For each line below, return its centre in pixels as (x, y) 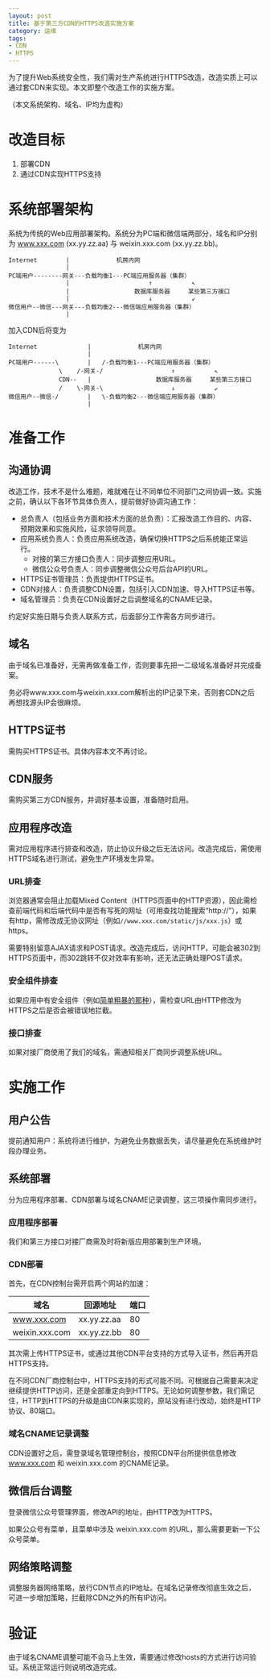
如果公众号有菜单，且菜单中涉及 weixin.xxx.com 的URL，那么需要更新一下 (131, 1529)
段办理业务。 (29, 1151)
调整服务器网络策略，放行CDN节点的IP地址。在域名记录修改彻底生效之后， (132, 1588)
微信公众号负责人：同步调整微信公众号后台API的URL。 (122, 568)
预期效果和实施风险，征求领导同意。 (80, 528)
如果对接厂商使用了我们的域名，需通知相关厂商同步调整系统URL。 (117, 1052)
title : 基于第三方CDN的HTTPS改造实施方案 (72, 23)
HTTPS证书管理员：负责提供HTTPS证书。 (89, 579)
